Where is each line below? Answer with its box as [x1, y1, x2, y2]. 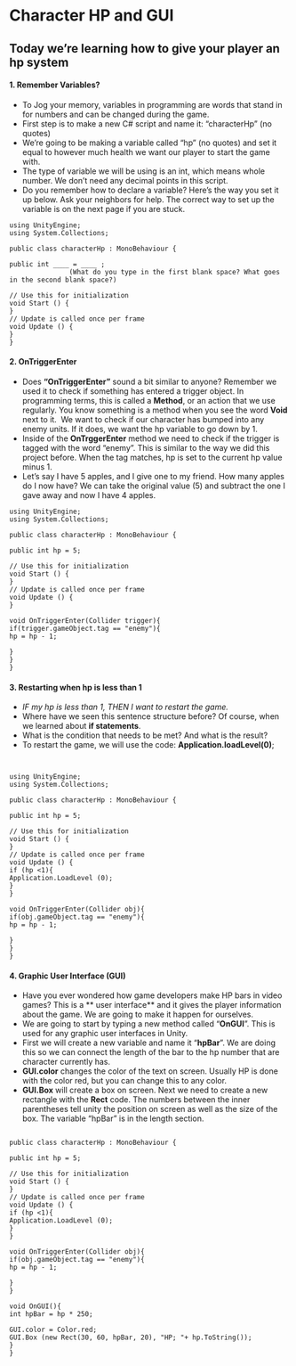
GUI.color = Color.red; [9, 1325, 98, 1335]
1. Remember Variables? [9, 79, 100, 90]
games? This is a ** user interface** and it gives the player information [21, 1000, 282, 1010]
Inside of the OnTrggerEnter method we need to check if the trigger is [21, 433, 280, 444]
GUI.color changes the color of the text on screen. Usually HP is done [21, 1066, 278, 1076]
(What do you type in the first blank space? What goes [68, 267, 280, 276]
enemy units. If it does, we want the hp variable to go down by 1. [21, 423, 258, 434]
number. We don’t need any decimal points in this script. [21, 175, 228, 185]
